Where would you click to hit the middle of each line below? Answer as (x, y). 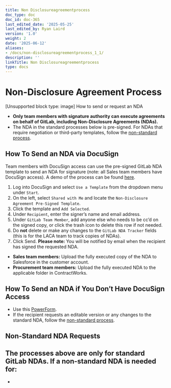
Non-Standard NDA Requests (53, 336)
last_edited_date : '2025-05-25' (40, 24)
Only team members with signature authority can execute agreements (89, 116)
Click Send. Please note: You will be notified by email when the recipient (89, 241)
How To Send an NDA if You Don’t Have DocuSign (85, 289)
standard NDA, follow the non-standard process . (64, 320)
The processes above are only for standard (75, 354)
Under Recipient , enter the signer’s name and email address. (77, 214)
